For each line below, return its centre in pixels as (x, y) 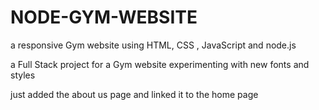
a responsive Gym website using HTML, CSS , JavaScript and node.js (153, 45)
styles (23, 75)
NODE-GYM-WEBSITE (104, 17)
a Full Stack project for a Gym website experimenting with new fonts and (160, 64)
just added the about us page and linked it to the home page (134, 94)
